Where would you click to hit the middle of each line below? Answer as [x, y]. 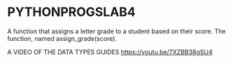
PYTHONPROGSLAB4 [72, 12]
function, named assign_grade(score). [62, 38]
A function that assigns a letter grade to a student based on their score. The [116, 31]
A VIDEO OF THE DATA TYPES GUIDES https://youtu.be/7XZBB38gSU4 [110, 52]
